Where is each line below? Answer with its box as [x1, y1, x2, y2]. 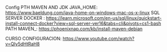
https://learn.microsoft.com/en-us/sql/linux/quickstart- [46, 15, 162, 21]
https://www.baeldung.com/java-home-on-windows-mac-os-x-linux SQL [5, 10, 160, 16]
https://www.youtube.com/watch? [62, 35, 135, 41]
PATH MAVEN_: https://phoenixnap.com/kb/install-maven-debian [5, 26, 143, 32]
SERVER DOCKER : [5, 15, 45, 21]
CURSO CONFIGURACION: [5, 35, 62, 41]
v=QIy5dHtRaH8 [5, 41, 40, 47]
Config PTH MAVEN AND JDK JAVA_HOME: [5, 5, 98, 10]
